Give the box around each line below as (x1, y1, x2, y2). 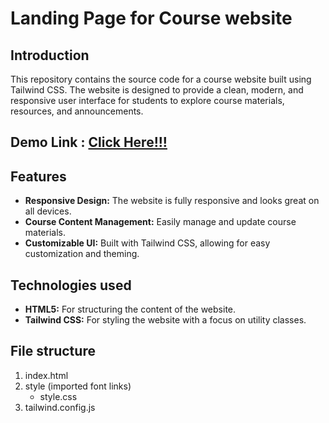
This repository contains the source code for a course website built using (10, 73, 312, 85)
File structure (10, 343, 96, 360)
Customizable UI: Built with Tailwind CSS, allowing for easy (24, 237, 271, 249)
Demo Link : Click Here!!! (10, 134, 168, 151)
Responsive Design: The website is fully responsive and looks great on (24, 195, 320, 207)
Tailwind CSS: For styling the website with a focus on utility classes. (24, 314, 307, 326)
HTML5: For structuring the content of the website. (24, 303, 237, 316)
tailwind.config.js (24, 401, 96, 413)
